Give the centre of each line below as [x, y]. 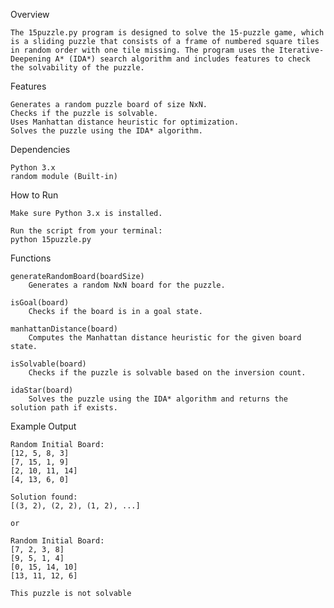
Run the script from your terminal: [86, 231]
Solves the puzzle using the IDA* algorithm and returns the [158, 399]
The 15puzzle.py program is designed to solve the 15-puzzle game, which [167, 33]
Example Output [43, 426]
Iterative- [301, 50]
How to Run [34, 195]
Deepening [31, 59]
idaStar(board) [42, 390]
